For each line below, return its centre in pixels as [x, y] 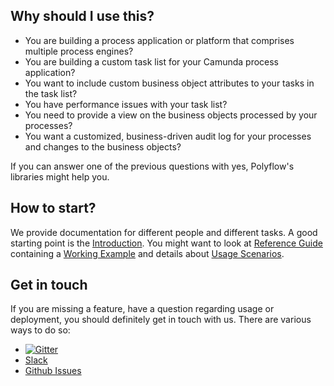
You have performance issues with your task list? [126, 104]
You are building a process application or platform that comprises [159, 40]
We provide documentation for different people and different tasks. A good [164, 232]
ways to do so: [40, 330]
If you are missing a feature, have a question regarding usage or [142, 309]
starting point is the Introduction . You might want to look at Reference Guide [166, 243]
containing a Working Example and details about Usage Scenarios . [147, 253]
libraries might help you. [60, 176]
